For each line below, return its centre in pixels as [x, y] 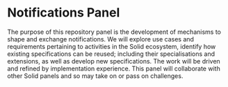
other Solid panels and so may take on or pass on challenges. [95, 76]
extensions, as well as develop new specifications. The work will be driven [114, 61]
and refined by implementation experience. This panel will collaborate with [114, 68]
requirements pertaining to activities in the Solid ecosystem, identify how [112, 46]
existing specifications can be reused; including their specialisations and [111, 54]
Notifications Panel [64, 13]
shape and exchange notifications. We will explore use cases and [101, 39]
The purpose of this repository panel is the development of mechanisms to [114, 32]
